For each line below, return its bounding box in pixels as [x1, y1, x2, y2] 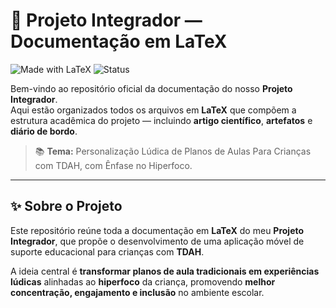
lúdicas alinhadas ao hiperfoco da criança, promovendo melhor [10, 275, 276, 288]
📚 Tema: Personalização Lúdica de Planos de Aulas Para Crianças [34, 145, 312, 157]
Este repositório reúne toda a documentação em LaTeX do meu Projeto [10, 224, 305, 236]
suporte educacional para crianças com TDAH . [10, 245, 205, 258]
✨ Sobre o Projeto [10, 198, 123, 215]
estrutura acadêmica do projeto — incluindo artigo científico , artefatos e [10, 114, 313, 126]
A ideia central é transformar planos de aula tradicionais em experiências [10, 265, 320, 277]
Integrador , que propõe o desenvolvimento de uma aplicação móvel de [10, 235, 305, 247]
